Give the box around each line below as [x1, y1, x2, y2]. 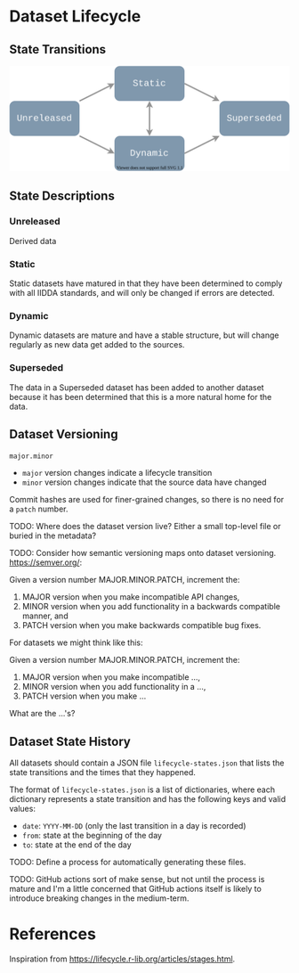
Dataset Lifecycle [9, 6, 141, 27]
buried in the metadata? [9, 530, 96, 541]
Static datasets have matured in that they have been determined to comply [9, 278, 283, 289]
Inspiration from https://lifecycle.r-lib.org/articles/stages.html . [9, 953, 236, 964]
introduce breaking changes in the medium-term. [9, 893, 190, 903]
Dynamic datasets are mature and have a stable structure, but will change [9, 330, 279, 340]
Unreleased [9, 216, 61, 228]
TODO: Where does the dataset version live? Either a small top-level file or [9, 521, 281, 532]
